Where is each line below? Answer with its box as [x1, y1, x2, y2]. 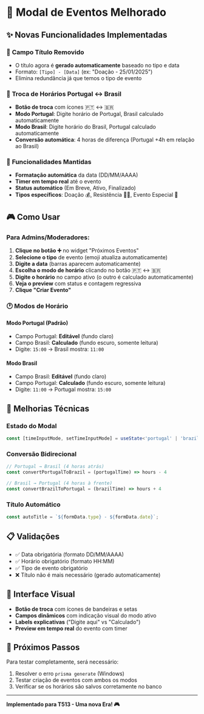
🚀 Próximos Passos [6, 642, 80, 653]
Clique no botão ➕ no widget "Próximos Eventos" [15, 247, 139, 254]
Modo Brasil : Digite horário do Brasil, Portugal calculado [15, 123, 157, 131]
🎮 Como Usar [6, 212, 61, 222]
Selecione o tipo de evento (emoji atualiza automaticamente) [15, 254, 168, 261]
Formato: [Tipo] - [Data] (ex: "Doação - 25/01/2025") [15, 68, 153, 75]
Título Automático [6, 500, 61, 509]
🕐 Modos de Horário [6, 302, 69, 310]
